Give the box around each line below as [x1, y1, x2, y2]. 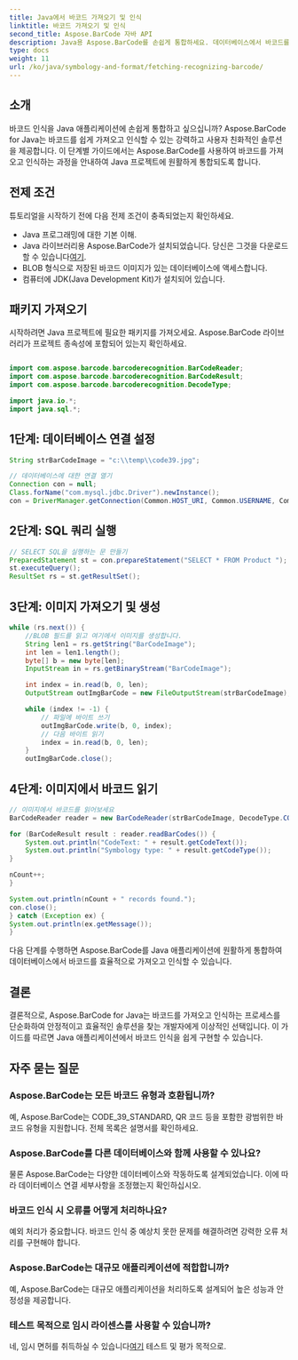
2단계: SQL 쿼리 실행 [9, 524, 117, 539]
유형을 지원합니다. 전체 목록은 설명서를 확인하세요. [25, 1122, 199, 1133]
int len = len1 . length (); [25, 648, 122, 657]
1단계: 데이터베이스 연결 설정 [9, 432, 155, 447]
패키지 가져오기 [9, 301, 88, 316]
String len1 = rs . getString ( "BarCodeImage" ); [25, 639, 197, 649]
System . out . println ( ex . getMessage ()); [9, 919, 153, 929]
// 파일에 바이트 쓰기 [41, 713, 110, 722]
